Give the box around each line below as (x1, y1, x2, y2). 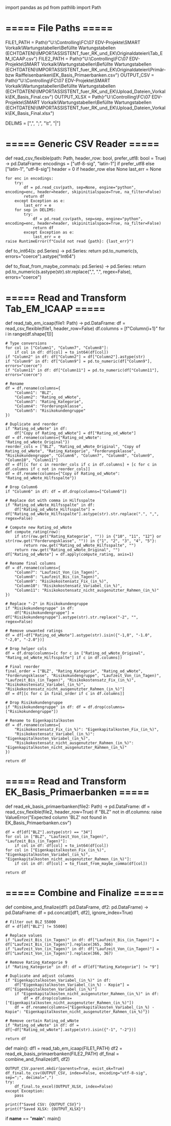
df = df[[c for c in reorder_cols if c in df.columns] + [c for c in (5, 462, 157, 467)
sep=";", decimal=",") (5, 1075, 54, 1080)
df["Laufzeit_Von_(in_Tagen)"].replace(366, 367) (5, 950, 114, 956)
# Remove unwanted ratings (5, 628, 63, 633)
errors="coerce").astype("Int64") (5, 253, 76, 259)
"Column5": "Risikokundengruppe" (14, 408, 86, 413)
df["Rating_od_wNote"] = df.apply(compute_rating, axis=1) (5, 552, 134, 557)
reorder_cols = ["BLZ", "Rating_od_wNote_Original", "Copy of (5, 444, 141, 449)
